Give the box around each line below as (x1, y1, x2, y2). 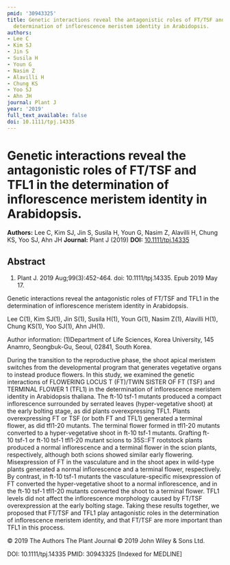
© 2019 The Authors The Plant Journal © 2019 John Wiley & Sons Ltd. (7, 537, 205, 545)
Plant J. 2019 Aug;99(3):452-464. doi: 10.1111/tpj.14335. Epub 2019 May (16, 274, 218, 282)
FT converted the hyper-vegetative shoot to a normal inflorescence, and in (7, 480, 218, 488)
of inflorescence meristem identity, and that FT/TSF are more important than (7, 516, 222, 525)
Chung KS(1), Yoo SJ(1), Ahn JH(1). (7, 323, 105, 331)
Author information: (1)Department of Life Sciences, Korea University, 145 (7, 336, 214, 344)
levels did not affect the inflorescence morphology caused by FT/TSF (7, 494, 203, 503)
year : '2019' (7, 105, 44, 112)
